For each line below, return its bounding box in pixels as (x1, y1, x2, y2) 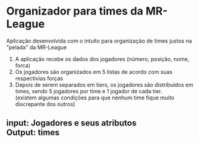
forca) (15, 62, 31, 69)
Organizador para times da (6, 4, 144, 18)
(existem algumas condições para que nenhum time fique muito (15, 94, 175, 101)
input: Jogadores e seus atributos (6, 118, 137, 128)
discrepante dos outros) (15, 100, 76, 107)
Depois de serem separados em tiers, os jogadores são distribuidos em (15, 81, 194, 88)
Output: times (6, 127, 59, 138)
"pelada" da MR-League (6, 44, 67, 51)
